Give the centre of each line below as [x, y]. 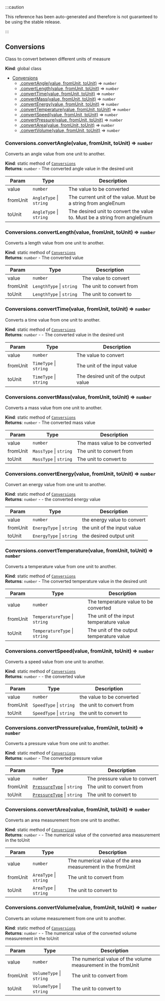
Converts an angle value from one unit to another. [55, 154]
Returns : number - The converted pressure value [54, 758]
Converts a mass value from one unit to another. [54, 408]
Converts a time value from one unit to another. [53, 320]
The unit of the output [113, 630]
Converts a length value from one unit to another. [55, 243]
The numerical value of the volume [111, 959]
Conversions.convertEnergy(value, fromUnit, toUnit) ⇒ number [81, 474]
